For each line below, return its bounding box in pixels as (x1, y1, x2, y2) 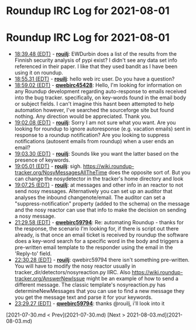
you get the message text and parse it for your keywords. (14, 294, 153, 301)
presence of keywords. (14, 157, 70, 164)
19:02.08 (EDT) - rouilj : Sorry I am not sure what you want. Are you (14, 119, 176, 126)
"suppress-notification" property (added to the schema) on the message (14, 200, 190, 207)
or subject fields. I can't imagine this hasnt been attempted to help (14, 100, 174, 107)
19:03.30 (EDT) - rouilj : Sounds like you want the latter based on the (14, 150, 179, 157)
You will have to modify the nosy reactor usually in (14, 262, 136, 270)
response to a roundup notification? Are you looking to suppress (14, 132, 170, 139)
